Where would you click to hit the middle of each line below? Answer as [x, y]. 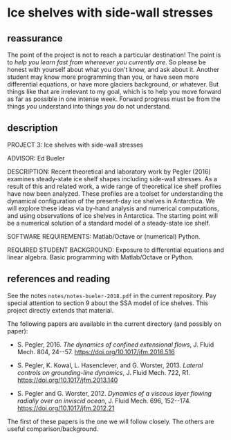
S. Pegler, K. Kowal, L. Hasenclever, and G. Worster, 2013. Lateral [110, 365]
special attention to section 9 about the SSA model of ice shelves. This [108, 303]
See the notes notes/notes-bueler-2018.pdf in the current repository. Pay [112, 295]
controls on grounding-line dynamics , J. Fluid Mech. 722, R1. [104, 372]
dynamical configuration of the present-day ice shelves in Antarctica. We [111, 201]
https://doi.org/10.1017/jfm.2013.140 [67, 380]
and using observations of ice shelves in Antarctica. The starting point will [112, 215]
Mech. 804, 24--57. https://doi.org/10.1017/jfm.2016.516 [96, 351]
